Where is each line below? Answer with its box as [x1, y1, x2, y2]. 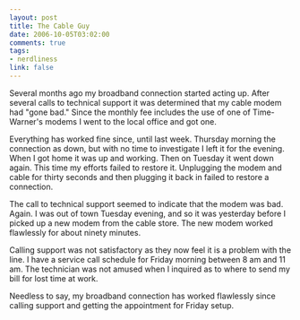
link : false [9, 64, 54, 73]
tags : [9, 47, 30, 56]
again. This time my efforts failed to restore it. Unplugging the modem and [9, 162, 282, 173]
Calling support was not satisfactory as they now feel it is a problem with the [9, 244, 292, 255]
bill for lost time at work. [9, 272, 99, 283]
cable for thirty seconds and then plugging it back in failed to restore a [9, 171, 270, 182]
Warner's [9, 116, 43, 126]
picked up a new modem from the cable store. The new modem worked [9, 217, 273, 229]
